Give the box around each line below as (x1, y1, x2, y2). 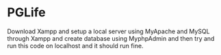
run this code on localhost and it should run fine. (7, 41, 144, 50)
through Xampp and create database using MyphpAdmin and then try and (7, 34, 215, 42)
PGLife (7, 5, 46, 20)
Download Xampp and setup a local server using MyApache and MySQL (7, 27, 210, 35)
